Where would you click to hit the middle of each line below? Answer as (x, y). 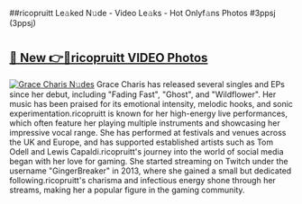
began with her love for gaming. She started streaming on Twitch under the (149, 161)
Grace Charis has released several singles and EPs (191, 84)
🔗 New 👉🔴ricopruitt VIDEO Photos (109, 58)
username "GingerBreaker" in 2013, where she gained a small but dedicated (151, 171)
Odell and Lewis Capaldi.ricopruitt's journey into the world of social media (146, 151)
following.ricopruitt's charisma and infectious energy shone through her (143, 180)
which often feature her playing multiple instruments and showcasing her (145, 123)
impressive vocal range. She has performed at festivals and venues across (148, 132)
